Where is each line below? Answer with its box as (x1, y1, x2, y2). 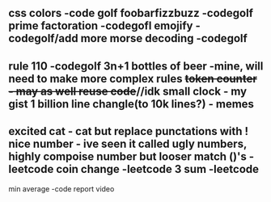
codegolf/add (8, 32, 78, 45)
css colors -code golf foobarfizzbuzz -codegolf (8, 6, 253, 20)
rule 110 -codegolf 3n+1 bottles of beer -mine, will (8, 59, 264, 73)
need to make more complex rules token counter (8, 72, 257, 86)
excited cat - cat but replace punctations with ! (8, 124, 249, 138)
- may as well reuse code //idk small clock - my (8, 84, 248, 98)
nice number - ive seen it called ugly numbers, (8, 137, 248, 151)
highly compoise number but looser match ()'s (8, 149, 247, 164)
